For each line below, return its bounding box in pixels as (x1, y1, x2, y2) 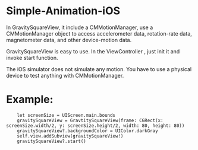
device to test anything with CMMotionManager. (6, 72, 124, 79)
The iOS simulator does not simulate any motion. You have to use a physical (6, 65, 192, 72)
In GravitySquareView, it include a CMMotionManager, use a (6, 24, 153, 31)
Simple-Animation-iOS (6, 4, 121, 18)
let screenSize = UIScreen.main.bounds (17, 112, 116, 118)
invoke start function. (6, 54, 58, 61)
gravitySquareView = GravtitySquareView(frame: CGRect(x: (17, 117, 164, 123)
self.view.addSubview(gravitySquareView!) (17, 133, 124, 139)
